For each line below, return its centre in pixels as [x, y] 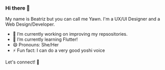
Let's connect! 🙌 [22, 62]
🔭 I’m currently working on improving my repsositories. [70, 34]
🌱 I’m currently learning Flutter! [45, 39]
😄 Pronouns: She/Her [36, 45]
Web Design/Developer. [30, 24]
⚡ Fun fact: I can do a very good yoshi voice [59, 50]
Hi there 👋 [18, 8]
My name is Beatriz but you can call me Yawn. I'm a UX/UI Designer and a [83, 19]
